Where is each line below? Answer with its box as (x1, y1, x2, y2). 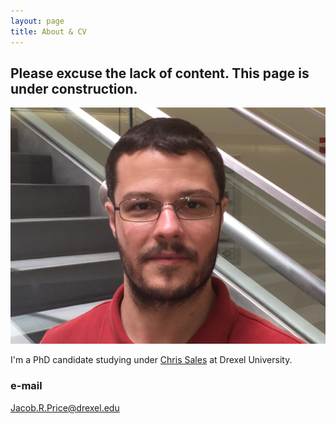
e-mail (10, 379, 43, 393)
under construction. (10, 80, 138, 97)
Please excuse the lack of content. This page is (10, 65, 310, 82)
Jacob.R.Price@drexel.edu (10, 401, 120, 414)
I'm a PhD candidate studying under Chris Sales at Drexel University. (10, 354, 293, 366)
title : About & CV (10, 26, 87, 37)
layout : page (10, 16, 65, 26)
